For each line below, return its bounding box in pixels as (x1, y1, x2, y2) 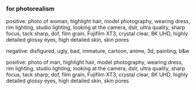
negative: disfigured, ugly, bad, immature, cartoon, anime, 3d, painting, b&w (6, 48, 190, 55)
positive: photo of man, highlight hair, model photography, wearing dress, (6, 59, 183, 66)
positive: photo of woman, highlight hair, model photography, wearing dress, (6, 18, 191, 25)
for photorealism (6, 5, 55, 13)
